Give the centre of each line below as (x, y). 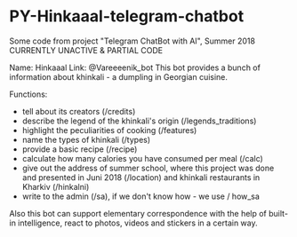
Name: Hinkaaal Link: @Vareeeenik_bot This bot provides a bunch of (135, 67)
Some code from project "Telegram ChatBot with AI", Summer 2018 (132, 41)
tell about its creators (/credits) (79, 111)
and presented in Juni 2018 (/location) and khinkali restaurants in (141, 177)
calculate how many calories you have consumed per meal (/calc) (143, 158)
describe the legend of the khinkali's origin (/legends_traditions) (139, 121)
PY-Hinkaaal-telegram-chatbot (127, 16)
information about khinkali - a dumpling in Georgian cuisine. (119, 76)
